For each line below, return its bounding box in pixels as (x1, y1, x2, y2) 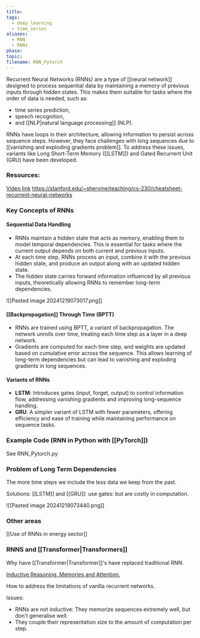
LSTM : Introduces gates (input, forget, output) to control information (14, 390, 184, 397)
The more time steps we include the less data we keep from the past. (6, 478, 177, 486)
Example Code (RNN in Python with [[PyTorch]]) (6, 436, 149, 445)
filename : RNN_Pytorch (6, 59, 63, 65)
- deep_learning (11, 20, 52, 26)
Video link (6, 184, 31, 192)
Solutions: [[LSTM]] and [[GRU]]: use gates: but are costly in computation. (6, 490, 189, 497)
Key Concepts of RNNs (6, 206, 74, 214)
